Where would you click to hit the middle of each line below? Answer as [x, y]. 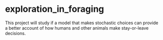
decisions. [15, 33]
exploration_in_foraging [54, 9]
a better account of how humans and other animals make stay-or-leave [77, 28]
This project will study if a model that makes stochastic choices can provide [82, 23]
